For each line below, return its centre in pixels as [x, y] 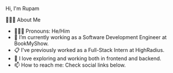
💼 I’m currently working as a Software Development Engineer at [90, 37]
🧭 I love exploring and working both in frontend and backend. [88, 58]
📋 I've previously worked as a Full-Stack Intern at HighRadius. [89, 50]
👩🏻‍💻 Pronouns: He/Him [42, 31]
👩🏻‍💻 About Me [23, 20]
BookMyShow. [31, 44]
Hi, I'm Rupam [23, 8]
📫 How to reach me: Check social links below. [70, 65]
